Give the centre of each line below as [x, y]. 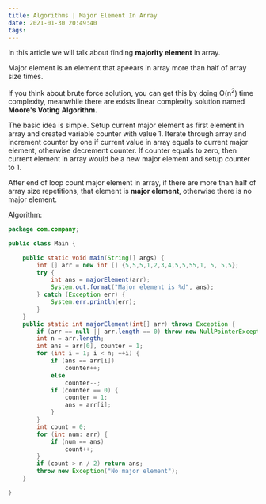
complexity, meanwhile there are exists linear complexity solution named [127, 102]
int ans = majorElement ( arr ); [100, 280]
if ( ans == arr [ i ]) [82, 361]
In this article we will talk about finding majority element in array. [114, 53]
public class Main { [42, 243]
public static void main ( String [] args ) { [93, 258]
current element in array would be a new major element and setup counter [129, 159]
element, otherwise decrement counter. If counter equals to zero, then [123, 150]
